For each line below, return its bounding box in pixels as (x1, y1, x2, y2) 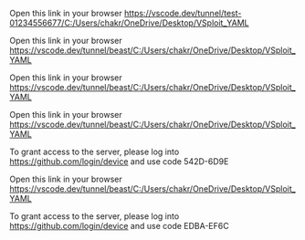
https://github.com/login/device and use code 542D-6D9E (9, 156, 229, 167)
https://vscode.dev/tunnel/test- (123, 8, 242, 18)
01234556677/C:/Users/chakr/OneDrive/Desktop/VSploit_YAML (9, 17, 249, 28)
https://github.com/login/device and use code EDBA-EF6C (9, 221, 230, 231)
